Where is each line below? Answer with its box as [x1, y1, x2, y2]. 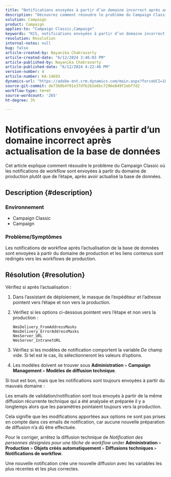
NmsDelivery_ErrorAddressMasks [12, 329, 79, 334]
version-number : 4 [5, 69, 44, 74]
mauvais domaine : [5, 383, 45, 389]
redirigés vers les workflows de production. [5, 256, 97, 262]
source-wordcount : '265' [5, 93, 58, 98]
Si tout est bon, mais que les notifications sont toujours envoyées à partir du [5, 377, 165, 383]
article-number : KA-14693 [5, 74, 60, 79]
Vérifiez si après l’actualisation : [5, 284, 72, 290]
